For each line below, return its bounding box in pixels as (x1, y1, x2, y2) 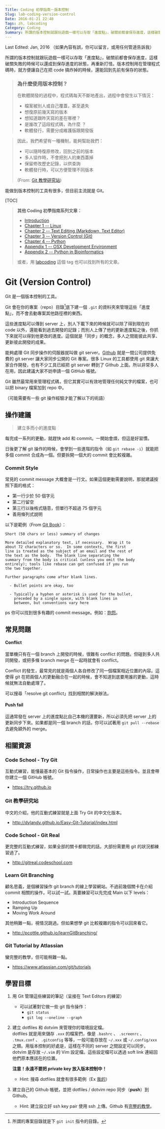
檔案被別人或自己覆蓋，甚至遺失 (24, 103, 89, 109)
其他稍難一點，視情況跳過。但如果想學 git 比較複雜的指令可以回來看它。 (5, 920, 151, 926)
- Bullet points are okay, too (9, 583, 74, 588)
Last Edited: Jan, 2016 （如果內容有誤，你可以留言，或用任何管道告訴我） (5, 44, 154, 50)
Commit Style (5, 464, 38, 471)
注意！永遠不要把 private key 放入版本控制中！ (12, 1066, 107, 1072)
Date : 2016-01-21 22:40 (5, 16, 54, 21)
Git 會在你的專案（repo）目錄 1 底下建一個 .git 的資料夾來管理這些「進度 (5, 303, 150, 310)
